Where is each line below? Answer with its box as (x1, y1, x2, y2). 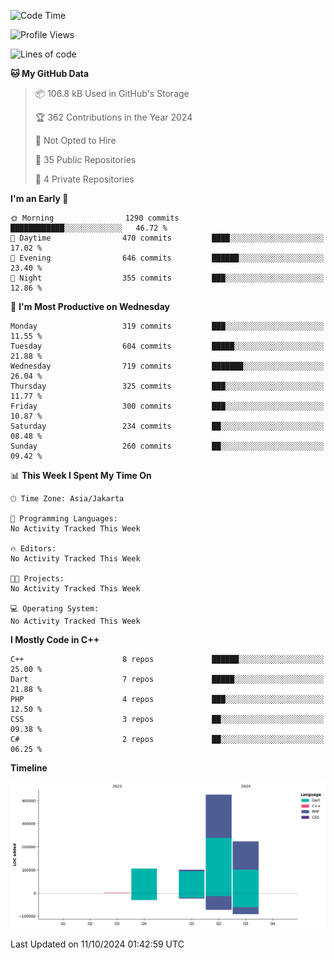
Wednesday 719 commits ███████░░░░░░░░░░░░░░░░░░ (10, 361, 325, 371)
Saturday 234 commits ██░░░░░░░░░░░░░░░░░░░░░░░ (10, 421, 325, 431)
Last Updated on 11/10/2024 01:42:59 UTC (10, 938, 185, 950)
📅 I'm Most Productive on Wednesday (10, 301, 170, 312)
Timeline (10, 762, 48, 774)
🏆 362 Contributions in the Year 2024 (34, 111, 193, 123)
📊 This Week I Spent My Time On (10, 470, 152, 481)
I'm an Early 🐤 (10, 193, 69, 204)
